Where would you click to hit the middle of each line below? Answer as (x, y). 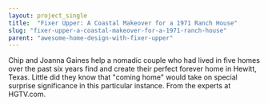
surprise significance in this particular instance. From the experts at (120, 86)
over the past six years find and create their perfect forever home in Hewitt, (133, 69)
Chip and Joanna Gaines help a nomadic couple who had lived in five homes (134, 60)
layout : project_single (48, 16)
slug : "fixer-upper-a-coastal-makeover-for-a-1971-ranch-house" (118, 30)
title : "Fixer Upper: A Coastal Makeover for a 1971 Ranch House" (123, 23)
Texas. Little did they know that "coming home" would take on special (123, 77)
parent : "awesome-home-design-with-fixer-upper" (91, 38)
